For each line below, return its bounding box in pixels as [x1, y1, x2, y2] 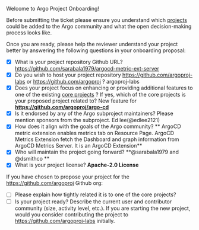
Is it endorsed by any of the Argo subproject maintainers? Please [14, 110, 173, 117]
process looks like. [6, 29, 52, 36]
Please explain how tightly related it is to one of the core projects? [14, 191, 176, 198]
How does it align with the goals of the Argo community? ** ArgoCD [14, 123, 181, 130]
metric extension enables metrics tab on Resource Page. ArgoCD [14, 130, 174, 137]
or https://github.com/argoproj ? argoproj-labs [26, 78, 140, 85]
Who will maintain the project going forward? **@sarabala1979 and [14, 148, 179, 156]
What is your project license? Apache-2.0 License [14, 161, 139, 168]
